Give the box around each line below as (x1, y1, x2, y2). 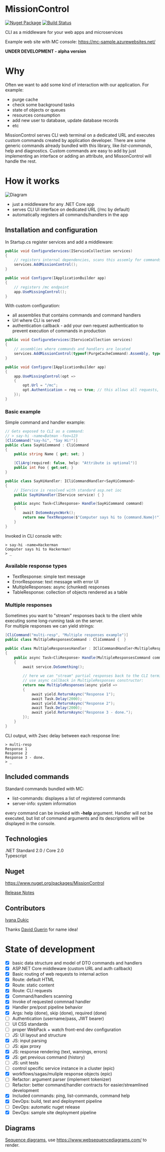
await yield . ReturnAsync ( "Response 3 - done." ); (31, 710, 133, 715)
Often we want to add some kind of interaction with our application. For (5, 82, 149, 87)
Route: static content (12, 982, 55, 988)
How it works (5, 175, 60, 187)
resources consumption (12, 112, 60, 118)
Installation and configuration (5, 226, 98, 234)
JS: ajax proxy (12, 1043, 41, 1049)
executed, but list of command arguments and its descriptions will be (5, 815, 145, 821)
